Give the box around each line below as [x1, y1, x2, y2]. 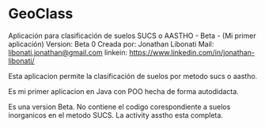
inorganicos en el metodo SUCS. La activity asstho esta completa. [8, 110, 224, 119]
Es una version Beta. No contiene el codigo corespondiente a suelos [8, 102, 231, 111]
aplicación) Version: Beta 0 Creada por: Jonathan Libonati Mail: [8, 39, 214, 48]
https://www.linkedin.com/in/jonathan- [129, 47, 256, 57]
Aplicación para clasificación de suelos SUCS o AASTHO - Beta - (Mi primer [8, 31, 256, 40]
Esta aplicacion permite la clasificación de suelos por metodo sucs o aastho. [8, 71, 258, 81]
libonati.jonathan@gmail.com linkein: [8, 47, 128, 57]
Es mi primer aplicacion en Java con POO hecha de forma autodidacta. [8, 86, 239, 96]
